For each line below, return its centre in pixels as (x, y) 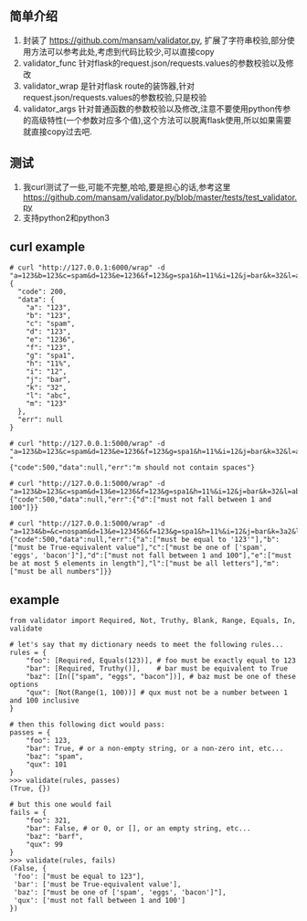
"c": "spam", (51, 324)
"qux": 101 (47, 765)
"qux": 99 (45, 845)
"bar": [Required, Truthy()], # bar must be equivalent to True (157, 669)
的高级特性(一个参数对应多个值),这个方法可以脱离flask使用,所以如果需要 (157, 120)
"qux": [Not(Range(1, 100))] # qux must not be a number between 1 (157, 693)
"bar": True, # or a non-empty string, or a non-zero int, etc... (155, 749)
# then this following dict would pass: (88, 725)
